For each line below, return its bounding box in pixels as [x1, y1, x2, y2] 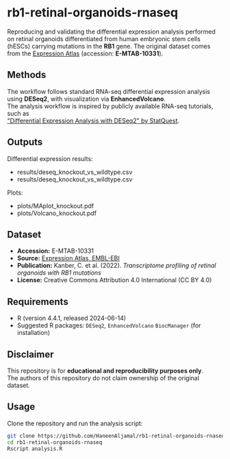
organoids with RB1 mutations [16, 269, 101, 277]
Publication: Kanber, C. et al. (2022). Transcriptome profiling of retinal [16, 262, 216, 270]
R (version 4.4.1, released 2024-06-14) [16, 314, 127, 323]
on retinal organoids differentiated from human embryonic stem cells [7, 34, 201, 42]
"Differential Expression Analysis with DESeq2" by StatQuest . [7, 116, 180, 125]
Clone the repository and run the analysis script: [7, 419, 143, 427]
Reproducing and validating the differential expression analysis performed [7, 27, 216, 36]
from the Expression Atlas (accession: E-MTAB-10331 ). [7, 49, 164, 58]
